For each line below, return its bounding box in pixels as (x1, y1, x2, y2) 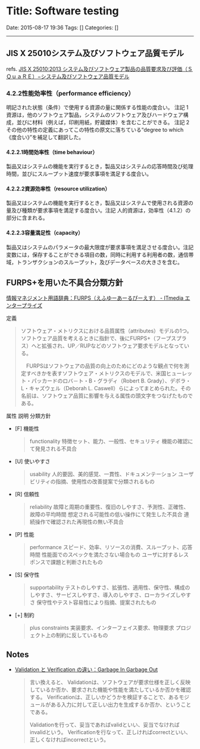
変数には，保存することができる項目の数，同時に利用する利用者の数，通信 (6, 251, 189, 258)
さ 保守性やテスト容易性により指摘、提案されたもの (29, 599, 157, 606)
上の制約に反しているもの (45, 631, 108, 639)
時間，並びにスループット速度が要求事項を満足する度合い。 (6, 170, 152, 177)
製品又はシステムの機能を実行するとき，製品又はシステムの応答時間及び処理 (6, 163, 193, 170)
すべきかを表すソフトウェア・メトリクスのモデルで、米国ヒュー (26, 370, 182, 377)
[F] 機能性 (14, 425, 40, 432)
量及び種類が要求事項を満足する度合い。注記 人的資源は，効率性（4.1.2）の (6, 207, 191, 214)
